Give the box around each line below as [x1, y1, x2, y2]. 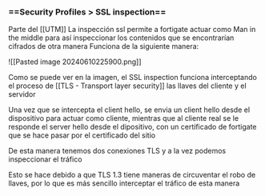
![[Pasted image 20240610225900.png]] [8, 57, 142, 66]
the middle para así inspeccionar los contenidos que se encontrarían [8, 33, 235, 42]
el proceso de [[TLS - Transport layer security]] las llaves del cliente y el [8, 81, 247, 90]
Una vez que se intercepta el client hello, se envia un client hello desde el [8, 105, 251, 114]
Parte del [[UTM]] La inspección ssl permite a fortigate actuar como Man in [8, 25, 256, 34]
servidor [8, 90, 36, 99]
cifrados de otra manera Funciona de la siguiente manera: [8, 42, 199, 51]
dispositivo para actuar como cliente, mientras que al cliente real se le [8, 114, 239, 123]
